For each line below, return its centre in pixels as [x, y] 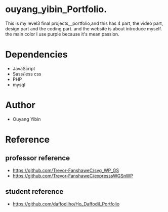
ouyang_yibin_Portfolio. [56, 9]
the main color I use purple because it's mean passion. [62, 34]
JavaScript [24, 68]
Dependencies [36, 55]
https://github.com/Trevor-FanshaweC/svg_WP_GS [66, 170]
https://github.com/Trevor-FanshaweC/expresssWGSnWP [73, 176]
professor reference [37, 158]
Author [20, 105]
